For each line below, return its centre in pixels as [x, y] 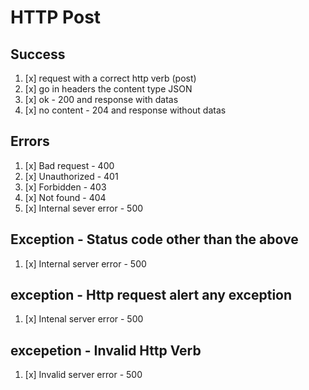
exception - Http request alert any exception [151, 295]
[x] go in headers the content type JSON [108, 89]
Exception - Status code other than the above [154, 239]
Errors [30, 141]
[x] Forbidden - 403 [65, 187]
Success [38, 54]
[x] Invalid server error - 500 [83, 375]
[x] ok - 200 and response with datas [101, 99]
